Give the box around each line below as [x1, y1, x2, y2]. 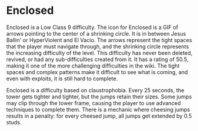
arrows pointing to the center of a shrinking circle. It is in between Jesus [6, 30, 186, 37]
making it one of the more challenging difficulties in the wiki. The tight [6, 62, 180, 69]
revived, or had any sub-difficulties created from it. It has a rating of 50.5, [6, 56, 189, 63]
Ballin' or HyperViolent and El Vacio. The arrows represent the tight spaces [6, 36, 193, 43]
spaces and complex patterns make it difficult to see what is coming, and [6, 68, 188, 75]
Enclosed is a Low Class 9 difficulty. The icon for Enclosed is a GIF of [6, 24, 179, 31]
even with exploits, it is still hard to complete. [6, 75, 118, 82]
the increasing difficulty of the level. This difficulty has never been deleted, [6, 49, 193, 56]
